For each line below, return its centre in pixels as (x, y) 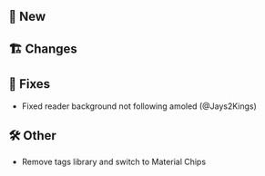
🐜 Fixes (30, 84)
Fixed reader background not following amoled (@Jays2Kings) (139, 106)
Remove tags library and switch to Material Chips (114, 162)
